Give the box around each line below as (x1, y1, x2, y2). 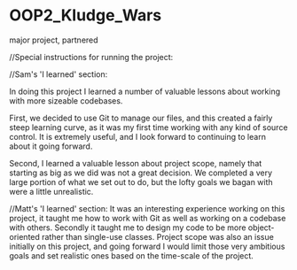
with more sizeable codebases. (9, 95, 123, 106)
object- (247, 222, 275, 233)
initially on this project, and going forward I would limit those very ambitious (9, 241, 285, 251)
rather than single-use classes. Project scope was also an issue (41, 231, 275, 242)
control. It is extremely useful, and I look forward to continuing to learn (9, 131, 266, 142)
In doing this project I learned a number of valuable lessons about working (9, 86, 281, 96)
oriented (9, 231, 40, 242)
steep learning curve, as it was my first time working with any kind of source (9, 121, 288, 133)
